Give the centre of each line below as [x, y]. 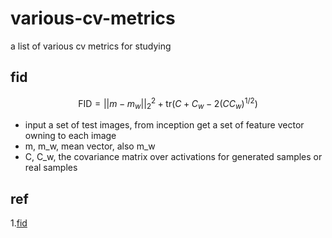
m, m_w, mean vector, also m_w [90, 146]
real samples [51, 168]
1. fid [19, 223]
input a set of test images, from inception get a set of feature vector [164, 125]
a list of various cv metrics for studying [91, 46]
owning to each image [70, 136]
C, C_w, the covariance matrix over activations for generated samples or [173, 157]
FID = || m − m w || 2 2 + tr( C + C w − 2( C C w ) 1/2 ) [168, 103]
